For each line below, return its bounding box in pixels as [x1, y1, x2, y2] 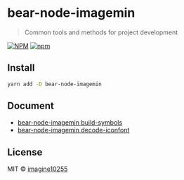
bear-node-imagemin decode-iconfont [17, 126, 130, 134]
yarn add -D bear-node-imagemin [7, 81, 102, 88]
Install [7, 62, 35, 74]
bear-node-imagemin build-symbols [17, 118, 123, 127]
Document [7, 100, 54, 112]
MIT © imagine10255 [7, 165, 68, 173]
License [7, 146, 43, 158]
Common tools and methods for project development [24, 28, 178, 36]
